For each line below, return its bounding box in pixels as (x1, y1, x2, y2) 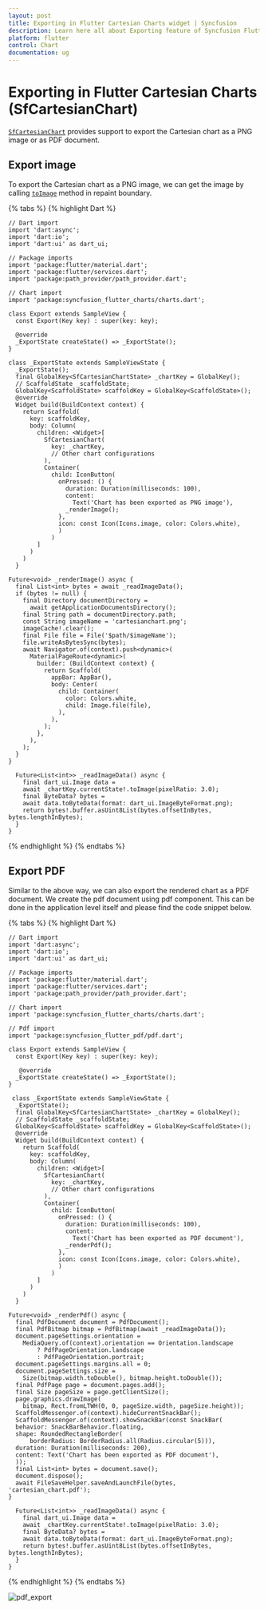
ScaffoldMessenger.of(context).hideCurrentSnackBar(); (15, 1409, 202, 1417)
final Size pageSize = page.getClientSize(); (15, 1388, 170, 1396)
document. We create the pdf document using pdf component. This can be (8, 894, 255, 904)
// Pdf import (8, 1024, 56, 1032)
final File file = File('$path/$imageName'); (22, 631, 177, 639)
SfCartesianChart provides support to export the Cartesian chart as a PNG (8, 126, 253, 136)
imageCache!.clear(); (22, 624, 94, 632)
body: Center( (50, 680, 98, 688)
